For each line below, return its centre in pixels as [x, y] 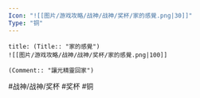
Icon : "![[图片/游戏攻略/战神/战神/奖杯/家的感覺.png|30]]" [100, 16]
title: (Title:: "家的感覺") [54, 46]
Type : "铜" [26, 23]
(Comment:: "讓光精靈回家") [51, 70]
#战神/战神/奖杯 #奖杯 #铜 [51, 86]
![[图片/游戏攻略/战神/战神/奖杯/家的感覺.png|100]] [88, 55]
